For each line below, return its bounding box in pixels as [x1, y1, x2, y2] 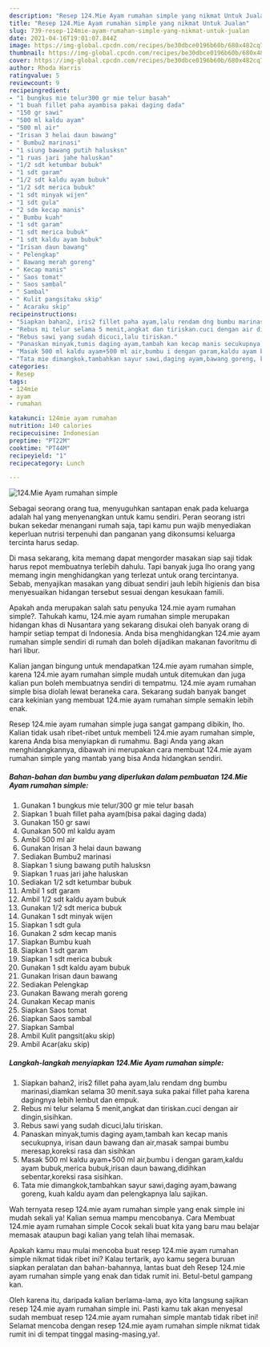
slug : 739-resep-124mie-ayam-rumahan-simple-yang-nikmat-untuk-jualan [9, 26, 250, 35]
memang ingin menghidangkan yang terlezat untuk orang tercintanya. [9, 571, 240, 580]
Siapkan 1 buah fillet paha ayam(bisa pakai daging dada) [20, 809, 208, 819]
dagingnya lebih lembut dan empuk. [20, 1095, 139, 1105]
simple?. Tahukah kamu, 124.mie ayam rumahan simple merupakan [9, 612, 230, 621]
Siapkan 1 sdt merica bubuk [20, 954, 113, 964]
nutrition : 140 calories [9, 422, 92, 430]
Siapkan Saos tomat [20, 1005, 87, 1015]
